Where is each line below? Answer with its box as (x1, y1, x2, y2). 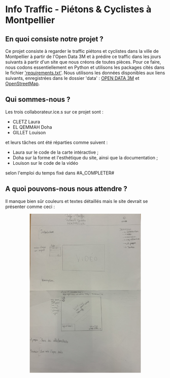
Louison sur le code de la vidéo (12, 160, 79, 166)
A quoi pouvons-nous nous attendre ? (5, 185, 128, 193)
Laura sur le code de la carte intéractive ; (12, 149, 99, 155)
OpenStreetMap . (5, 80, 40, 86)
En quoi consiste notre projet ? (5, 35, 104, 43)
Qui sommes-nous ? (5, 95, 71, 104)
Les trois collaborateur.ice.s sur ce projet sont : (5, 108, 104, 115)
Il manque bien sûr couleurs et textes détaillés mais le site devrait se (5, 198, 148, 204)
